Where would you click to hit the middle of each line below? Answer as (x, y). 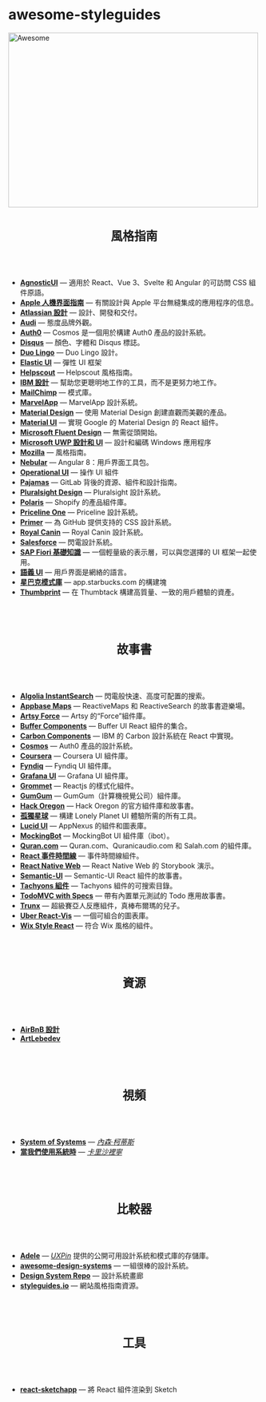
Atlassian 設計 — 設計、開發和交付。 (81, 312)
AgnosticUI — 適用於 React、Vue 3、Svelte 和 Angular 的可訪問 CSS (133, 282)
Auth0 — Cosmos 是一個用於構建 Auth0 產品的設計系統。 (115, 332)
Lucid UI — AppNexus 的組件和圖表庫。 (85, 825)
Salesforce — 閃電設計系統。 (68, 542)
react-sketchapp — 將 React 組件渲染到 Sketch (98, 1389)
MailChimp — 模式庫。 (58, 392)
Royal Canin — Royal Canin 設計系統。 (83, 532)
